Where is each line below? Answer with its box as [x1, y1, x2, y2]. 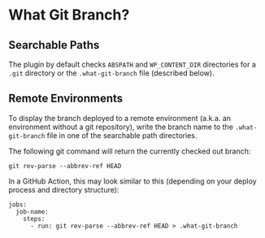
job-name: [15, 207, 49, 216]
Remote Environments [8, 92, 124, 106]
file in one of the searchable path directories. [46, 130, 198, 140]
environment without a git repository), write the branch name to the [8, 122, 234, 132]
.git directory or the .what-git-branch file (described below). [8, 68, 215, 78]
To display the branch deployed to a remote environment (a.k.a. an [8, 113, 232, 123]
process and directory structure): [8, 184, 119, 194]
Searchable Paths [8, 38, 100, 52]
